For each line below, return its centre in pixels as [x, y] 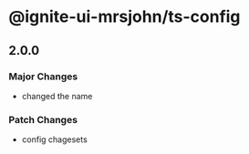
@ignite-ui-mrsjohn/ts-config [124, 17]
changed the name [57, 96]
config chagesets [54, 139]
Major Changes [43, 77]
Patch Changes [43, 119]
